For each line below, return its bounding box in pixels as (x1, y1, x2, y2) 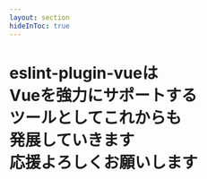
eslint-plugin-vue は (9, 63, 159, 83)
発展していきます (9, 130, 135, 150)
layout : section (9, 13, 70, 22)
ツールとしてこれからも (9, 107, 182, 128)
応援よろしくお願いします (9, 152, 199, 173)
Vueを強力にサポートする (9, 85, 198, 106)
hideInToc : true (9, 21, 70, 30)
